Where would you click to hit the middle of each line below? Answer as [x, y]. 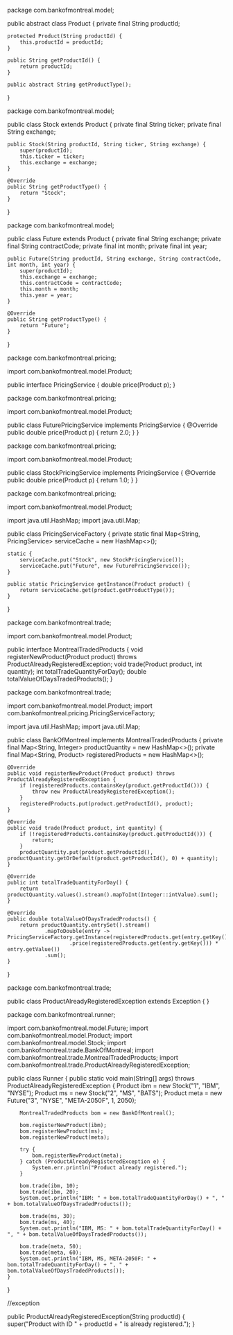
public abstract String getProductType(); [69, 85]
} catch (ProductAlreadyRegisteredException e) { [93, 1162]
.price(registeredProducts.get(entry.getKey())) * [144, 943]
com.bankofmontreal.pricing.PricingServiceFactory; [81, 713]
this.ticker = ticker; [52, 157]
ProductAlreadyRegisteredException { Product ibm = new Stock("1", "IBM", [114, 1085]
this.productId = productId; [62, 42]
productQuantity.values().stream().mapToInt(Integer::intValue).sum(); [113, 895]
